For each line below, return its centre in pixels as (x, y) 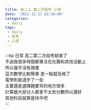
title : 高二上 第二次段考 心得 (33, 9)
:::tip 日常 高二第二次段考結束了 (36, 55)
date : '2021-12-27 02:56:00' (35, 14)
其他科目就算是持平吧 (26, 98)
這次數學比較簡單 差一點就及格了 (38, 74)
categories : (17, 18)
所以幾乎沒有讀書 (22, 67)
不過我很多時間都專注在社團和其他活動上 (45, 62)
